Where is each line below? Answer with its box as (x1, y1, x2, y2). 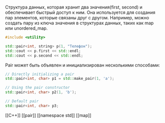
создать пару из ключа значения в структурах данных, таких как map (5, 20, 154, 26)
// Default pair (5, 99, 39, 104)
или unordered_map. (5, 25, 48, 31)
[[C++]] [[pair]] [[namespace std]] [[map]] (5, 112, 92, 118)
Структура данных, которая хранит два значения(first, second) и (5, 4, 143, 10)
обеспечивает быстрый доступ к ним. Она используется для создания (5, 9, 156, 15)
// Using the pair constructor (5, 85, 70, 90)
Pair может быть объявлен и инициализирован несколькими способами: (5, 62, 160, 68)
